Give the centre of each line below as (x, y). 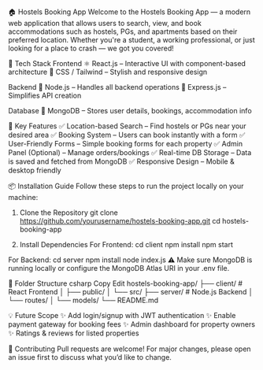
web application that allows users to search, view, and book (105, 23)
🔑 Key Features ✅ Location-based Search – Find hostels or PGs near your (127, 126)
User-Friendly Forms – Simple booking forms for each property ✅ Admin (125, 144)
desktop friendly (35, 170)
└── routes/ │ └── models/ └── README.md (83, 300)
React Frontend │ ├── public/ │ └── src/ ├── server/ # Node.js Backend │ (131, 292)
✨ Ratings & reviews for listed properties (74, 333)
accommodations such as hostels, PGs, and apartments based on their (123, 31)
